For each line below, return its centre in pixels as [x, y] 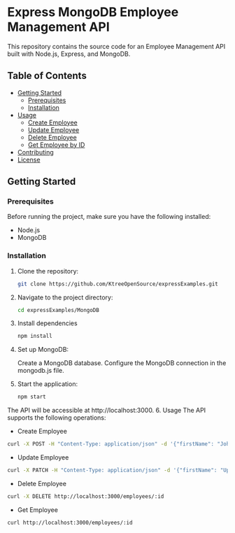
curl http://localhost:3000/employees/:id [70, 523]
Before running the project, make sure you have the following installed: [109, 217]
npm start [32, 397]
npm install [35, 336]
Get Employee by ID [56, 145]
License [29, 159]
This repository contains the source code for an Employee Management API [116, 46]
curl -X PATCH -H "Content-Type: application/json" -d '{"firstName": [112, 470]
